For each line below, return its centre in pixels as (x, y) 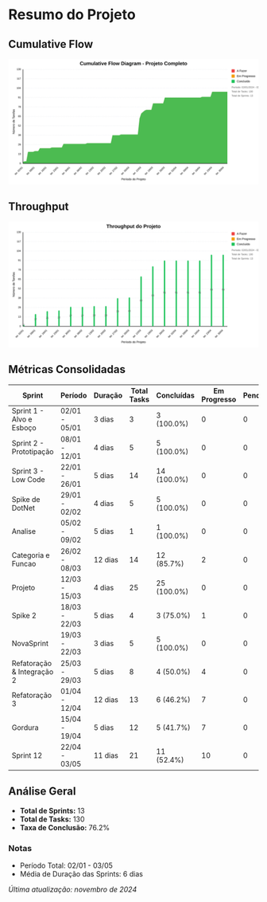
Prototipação (33, 452)
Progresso (219, 399)
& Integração (33, 672)
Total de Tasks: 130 (52, 819)
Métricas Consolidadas (67, 369)
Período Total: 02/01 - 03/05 (66, 865)
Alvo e (22, 419)
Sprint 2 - (28, 443)
